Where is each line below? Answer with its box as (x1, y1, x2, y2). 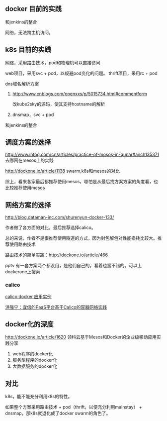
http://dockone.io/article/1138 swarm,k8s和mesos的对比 (5, 168, 120, 174)
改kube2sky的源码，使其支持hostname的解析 (12, 101, 105, 107)
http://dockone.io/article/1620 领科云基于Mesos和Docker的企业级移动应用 (5, 334, 157, 340)
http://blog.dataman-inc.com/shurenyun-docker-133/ (5, 214, 114, 220)
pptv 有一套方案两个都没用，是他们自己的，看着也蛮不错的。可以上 (5, 263, 142, 269)
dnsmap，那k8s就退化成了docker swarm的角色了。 (5, 410, 111, 417)
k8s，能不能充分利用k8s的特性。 (5, 394, 73, 400)
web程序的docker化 (12, 351, 53, 357)
